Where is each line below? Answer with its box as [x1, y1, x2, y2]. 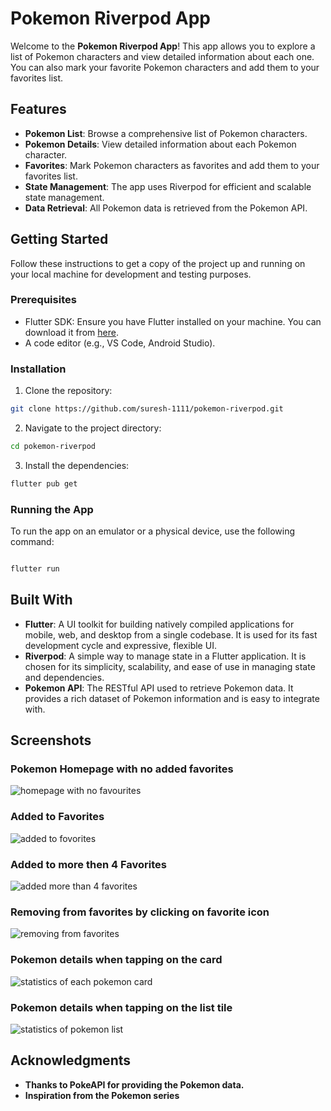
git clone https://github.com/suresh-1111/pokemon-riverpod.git [10, 404, 284, 414]
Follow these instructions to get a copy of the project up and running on [10, 257, 306, 269]
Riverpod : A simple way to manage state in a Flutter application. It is [24, 650, 307, 662]
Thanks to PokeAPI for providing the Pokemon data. [24, 1078, 245, 1091]
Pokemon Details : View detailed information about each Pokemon [24, 138, 297, 150]
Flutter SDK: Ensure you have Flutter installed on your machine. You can [24, 315, 322, 327]
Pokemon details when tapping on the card [10, 953, 223, 967]
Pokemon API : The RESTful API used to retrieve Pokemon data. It [24, 682, 294, 694]
